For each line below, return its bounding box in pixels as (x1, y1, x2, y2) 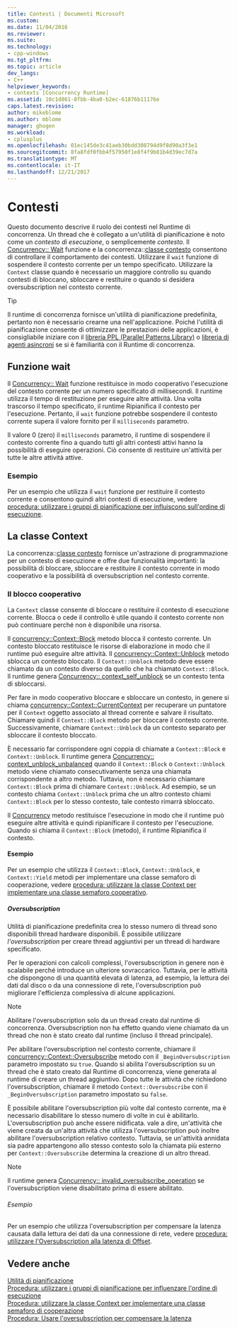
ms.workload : (7, 129, 46, 136)
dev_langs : (7, 69, 40, 77)
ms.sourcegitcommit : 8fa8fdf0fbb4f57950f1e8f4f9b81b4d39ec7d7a (7, 149, 198, 156)
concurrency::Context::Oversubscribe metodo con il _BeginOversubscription (7, 1052, 231, 1061)
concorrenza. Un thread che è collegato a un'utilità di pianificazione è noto (7, 230, 225, 238)
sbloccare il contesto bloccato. (7, 730, 98, 739)
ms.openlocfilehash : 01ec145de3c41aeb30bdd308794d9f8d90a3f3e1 (7, 142, 198, 149)
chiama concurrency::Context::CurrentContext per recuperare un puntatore (7, 701, 227, 709)
